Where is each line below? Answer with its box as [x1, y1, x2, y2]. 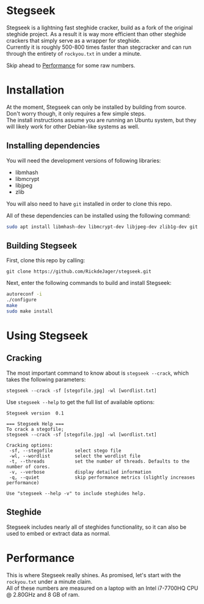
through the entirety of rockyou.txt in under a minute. [6, 50, 142, 57]
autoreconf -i [6, 291, 43, 297]
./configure [6, 297, 37, 303]
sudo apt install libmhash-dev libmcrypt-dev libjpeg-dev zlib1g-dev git [6, 224, 199, 230]
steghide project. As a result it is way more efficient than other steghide [6, 30, 186, 37]
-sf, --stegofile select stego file [9, 447, 122, 454]
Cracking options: [6, 442, 53, 448]
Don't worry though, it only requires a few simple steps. [6, 109, 147, 117]
